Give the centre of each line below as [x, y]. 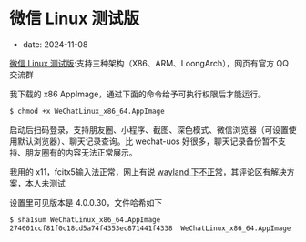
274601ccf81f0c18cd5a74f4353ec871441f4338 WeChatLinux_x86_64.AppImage [150, 228]
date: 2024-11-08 [55, 44]
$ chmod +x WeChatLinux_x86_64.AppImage [87, 111]
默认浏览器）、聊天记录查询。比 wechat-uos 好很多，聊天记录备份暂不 [148, 141]
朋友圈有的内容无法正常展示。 [81, 152]
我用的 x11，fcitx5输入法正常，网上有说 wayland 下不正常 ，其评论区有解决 [148, 171]
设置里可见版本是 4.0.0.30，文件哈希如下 [86, 202]
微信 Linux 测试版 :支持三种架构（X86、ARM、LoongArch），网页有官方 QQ [149, 63]
